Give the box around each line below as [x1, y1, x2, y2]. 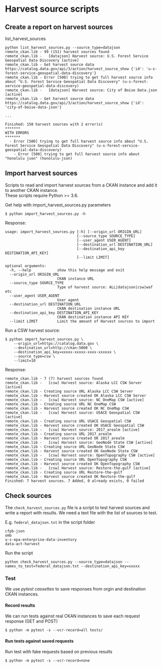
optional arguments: [5, 263, 47, 268]
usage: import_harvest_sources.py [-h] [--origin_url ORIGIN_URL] [5, 229, 142, 234]
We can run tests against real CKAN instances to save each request [5, 613, 140, 619]
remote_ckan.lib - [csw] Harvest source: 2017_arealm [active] [5, 427, 140, 432]
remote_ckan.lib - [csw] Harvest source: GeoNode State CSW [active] [5, 440, 153, 445]
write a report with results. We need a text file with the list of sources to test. [5, 510, 158, 515]
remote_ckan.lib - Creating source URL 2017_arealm [5, 431, 112, 437]
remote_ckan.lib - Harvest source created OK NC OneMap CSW [5, 406, 130, 411]
